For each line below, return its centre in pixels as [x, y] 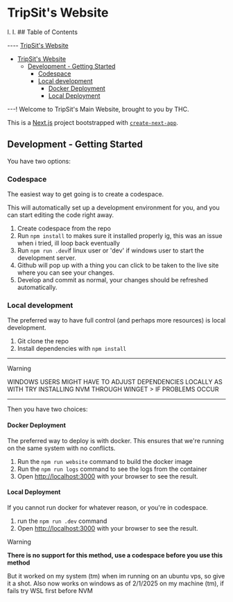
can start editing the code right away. [61, 215]
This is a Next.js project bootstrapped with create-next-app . [93, 122]
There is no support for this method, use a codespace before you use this [115, 555]
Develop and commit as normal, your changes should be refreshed [112, 280]
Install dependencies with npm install [72, 349]
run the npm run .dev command [62, 521]
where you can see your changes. [66, 273]
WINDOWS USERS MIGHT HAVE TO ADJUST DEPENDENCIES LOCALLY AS [115, 382]
